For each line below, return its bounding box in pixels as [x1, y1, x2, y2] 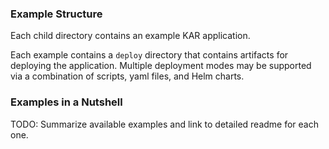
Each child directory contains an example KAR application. [10, 30, 251, 42]
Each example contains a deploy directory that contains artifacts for [10, 49, 289, 61]
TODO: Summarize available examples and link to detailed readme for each [10, 118, 320, 130]
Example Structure [10, 7, 103, 21]
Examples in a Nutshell [10, 95, 123, 109]
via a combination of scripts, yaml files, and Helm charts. [10, 70, 245, 82]
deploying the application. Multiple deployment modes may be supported [10, 60, 312, 72]
